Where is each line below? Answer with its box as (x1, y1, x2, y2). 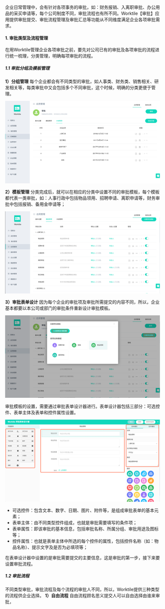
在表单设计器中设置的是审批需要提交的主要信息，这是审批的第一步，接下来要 (5, 554, 160, 560)
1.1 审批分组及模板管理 (5, 65, 50, 71)
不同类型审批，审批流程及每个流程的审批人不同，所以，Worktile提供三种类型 (5, 586, 160, 592)
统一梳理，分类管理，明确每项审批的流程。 (9, 53, 96, 59)
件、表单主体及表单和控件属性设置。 (5, 409, 79, 415)
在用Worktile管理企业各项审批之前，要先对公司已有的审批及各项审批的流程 (5, 47, 156, 53)
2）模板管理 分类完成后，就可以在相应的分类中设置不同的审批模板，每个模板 (5, 189, 160, 195)
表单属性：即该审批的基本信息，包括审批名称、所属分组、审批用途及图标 (12, 526, 159, 532)
